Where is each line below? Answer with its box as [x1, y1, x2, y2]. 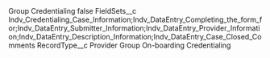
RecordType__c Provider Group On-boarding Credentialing [36, 40, 231, 50]
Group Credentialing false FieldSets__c [8, 6, 137, 15]
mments [8, 40, 35, 50]
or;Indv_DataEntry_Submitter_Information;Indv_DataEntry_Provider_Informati [8, 23, 260, 33]
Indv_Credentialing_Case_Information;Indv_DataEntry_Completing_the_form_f [8, 14, 263, 24]
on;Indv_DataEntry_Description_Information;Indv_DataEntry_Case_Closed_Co [8, 32, 262, 41]
